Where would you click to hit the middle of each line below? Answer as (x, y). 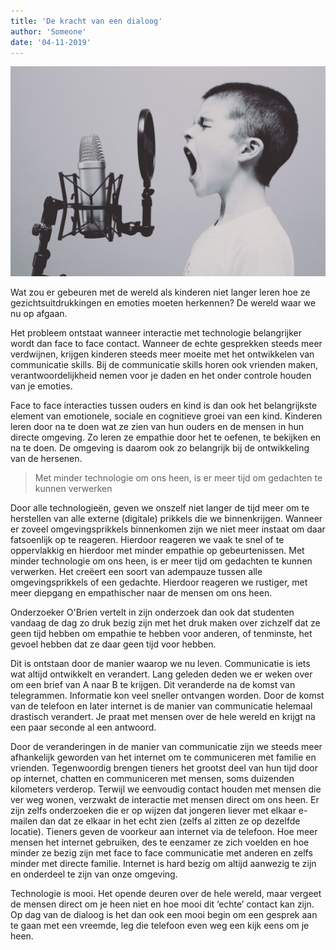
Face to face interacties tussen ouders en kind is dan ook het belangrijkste (164, 406)
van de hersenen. (46, 459)
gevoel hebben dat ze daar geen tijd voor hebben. (113, 644)
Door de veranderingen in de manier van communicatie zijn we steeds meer (166, 747)
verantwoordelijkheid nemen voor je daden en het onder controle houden (161, 376)
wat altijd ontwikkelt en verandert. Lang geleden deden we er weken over (161, 674)
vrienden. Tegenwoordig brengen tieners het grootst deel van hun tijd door (164, 768)
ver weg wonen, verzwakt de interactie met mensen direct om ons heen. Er (165, 800)
